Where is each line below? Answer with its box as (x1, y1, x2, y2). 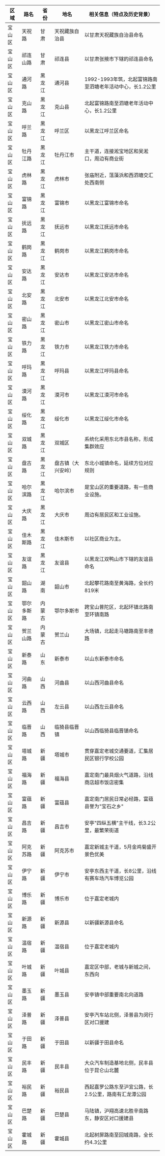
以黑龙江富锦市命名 (84, 199, 129, 206)
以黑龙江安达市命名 (84, 272, 129, 278)
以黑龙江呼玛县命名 (84, 368, 129, 374)
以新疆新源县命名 (84, 919, 124, 926)
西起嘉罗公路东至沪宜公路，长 (84, 1084, 154, 1090)
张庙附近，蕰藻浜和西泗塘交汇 (84, 172, 154, 179)
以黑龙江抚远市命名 (84, 223, 129, 230)
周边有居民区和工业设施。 (84, 511, 144, 518)
